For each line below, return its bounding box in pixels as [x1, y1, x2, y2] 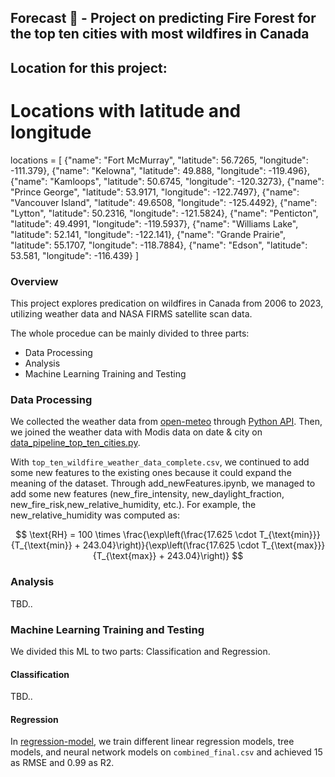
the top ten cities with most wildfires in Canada [10, 26, 310, 43]
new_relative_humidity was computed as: [10, 509, 180, 521]
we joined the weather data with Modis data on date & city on [10, 426, 263, 438]
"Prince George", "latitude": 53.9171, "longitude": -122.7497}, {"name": [10, 186, 300, 198]
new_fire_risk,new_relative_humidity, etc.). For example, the [10, 499, 257, 511]
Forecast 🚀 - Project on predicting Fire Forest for [10, 10, 317, 27]
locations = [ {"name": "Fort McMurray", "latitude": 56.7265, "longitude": [10, 154, 309, 166]
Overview [10, 274, 59, 288]
